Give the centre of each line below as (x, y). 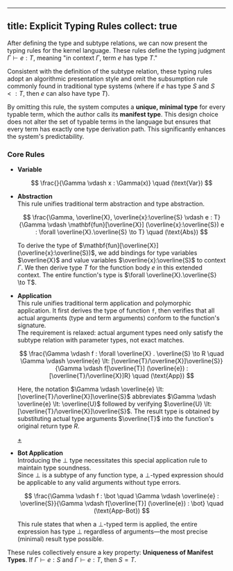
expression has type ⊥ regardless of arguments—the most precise (112, 531)
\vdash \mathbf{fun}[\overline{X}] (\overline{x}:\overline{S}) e (136, 225)
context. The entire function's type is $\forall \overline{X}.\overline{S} (117, 275)
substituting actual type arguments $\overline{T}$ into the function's (115, 419)
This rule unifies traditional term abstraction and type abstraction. (111, 204)
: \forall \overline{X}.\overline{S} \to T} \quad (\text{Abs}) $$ (122, 232)
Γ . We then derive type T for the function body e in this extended (110, 267)
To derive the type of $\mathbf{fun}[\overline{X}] (88, 246)
